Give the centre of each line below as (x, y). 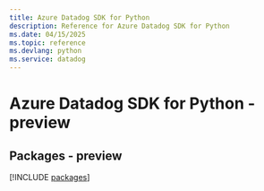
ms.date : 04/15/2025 (48, 34)
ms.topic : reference (48, 43)
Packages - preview (66, 156)
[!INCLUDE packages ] (50, 177)
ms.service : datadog (48, 59)
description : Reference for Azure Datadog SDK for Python (119, 26)
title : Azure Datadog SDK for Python (80, 17)
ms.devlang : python (46, 51)
